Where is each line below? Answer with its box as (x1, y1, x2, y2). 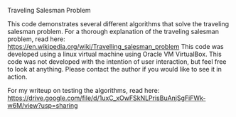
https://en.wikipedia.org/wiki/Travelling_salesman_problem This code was (7, 43, 224, 50)
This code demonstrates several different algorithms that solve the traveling (7, 20, 230, 28)
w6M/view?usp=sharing (7, 101, 78, 109)
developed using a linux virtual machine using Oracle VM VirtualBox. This (7, 50, 222, 58)
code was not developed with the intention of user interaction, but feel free (7, 57, 227, 66)
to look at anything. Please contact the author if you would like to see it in (7, 65, 222, 73)
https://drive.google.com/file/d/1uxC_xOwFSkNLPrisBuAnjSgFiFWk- (7, 94, 206, 102)
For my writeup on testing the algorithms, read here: (7, 87, 160, 94)
